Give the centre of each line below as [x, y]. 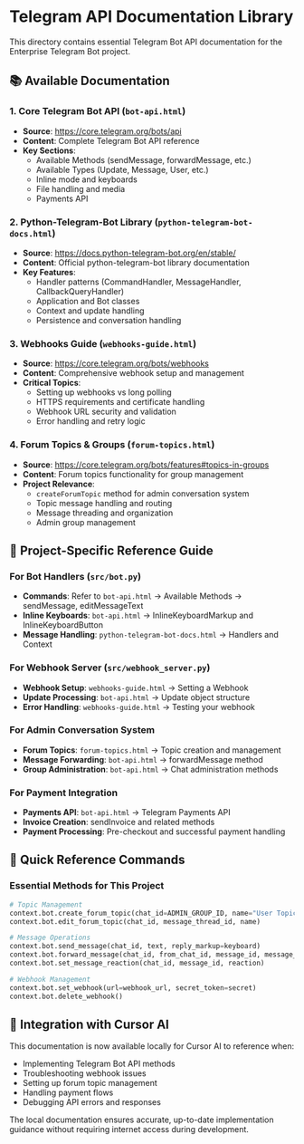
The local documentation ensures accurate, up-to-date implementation [142, 1120]
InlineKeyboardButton [63, 625]
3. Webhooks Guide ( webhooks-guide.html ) [103, 343]
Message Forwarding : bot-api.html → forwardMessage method [143, 759]
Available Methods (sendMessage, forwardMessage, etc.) [143, 159]
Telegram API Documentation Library [152, 17]
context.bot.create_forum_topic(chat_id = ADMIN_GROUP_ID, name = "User [141, 913]
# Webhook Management [50, 979]
